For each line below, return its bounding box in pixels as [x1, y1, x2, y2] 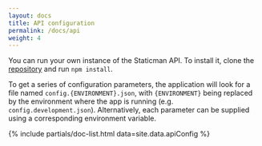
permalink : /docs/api [8, 26, 81, 34]
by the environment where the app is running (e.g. [8, 97, 174, 106]
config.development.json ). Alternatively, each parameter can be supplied [8, 105, 250, 115]
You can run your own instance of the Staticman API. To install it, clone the [8, 56, 255, 65]
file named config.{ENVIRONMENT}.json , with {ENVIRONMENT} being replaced [8, 89, 253, 98]
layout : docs [8, 11, 52, 20]
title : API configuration [8, 19, 95, 27]
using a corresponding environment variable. [8, 113, 157, 124]
